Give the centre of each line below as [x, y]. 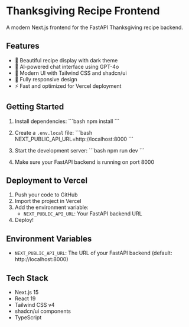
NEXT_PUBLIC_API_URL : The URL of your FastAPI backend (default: [93, 253]
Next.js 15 [27, 292]
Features [23, 46]
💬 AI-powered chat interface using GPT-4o [67, 66]
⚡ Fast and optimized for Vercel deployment [68, 86]
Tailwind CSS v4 [35, 305]
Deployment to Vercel [47, 180]
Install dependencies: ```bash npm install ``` [67, 121]
